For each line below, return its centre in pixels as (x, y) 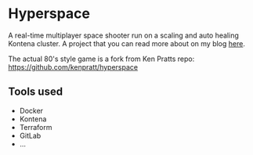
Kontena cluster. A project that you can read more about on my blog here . (127, 43)
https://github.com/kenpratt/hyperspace (73, 67)
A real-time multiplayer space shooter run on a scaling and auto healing (123, 35)
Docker (31, 110)
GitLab (30, 135)
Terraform (36, 127)
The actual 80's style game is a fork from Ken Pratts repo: (101, 59)
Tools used (36, 92)
